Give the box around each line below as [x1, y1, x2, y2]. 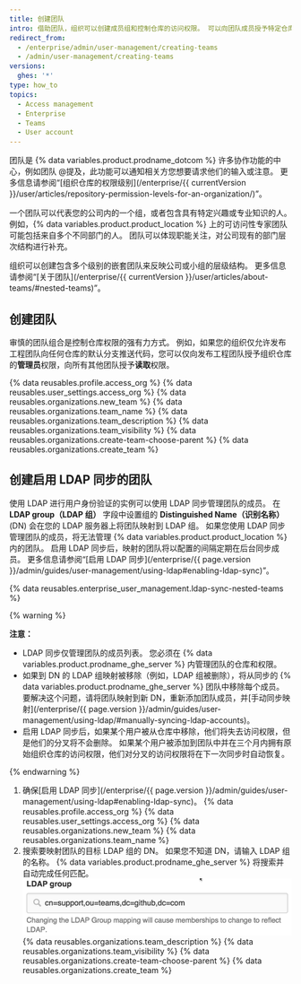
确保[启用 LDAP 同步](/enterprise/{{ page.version [21, 785, 204, 796]
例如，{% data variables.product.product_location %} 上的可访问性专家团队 [9, 219, 288, 230]
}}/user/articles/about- [185, 272, 269, 283]
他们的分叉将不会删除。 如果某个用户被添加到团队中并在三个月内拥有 [30, 736, 284, 748]
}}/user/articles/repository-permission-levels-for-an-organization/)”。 [9, 188, 267, 199]
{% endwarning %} [9, 766, 81, 777]
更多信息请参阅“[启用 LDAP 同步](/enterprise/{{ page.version [26, 553, 251, 564]
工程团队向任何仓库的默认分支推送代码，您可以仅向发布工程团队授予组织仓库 [9, 348, 292, 359]
